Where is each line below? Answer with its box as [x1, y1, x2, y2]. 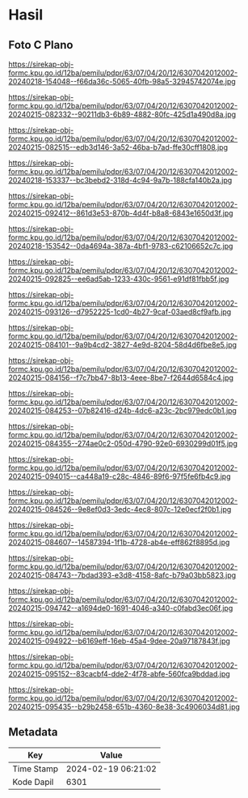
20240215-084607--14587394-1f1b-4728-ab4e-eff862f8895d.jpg [8, 537, 230, 547]
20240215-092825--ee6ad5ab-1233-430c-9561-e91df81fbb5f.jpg [8, 274, 229, 284]
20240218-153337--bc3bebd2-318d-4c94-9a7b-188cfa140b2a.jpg [8, 176, 233, 185]
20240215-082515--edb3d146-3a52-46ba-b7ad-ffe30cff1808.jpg [8, 143, 229, 151]
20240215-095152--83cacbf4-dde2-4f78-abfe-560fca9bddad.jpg [8, 669, 230, 678]
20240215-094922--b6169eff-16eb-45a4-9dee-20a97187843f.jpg [8, 636, 230, 646]
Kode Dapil [12, 776, 54, 787]
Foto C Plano [8, 38, 74, 52]
